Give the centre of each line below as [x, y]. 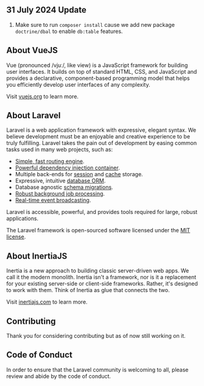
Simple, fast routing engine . [50, 162]
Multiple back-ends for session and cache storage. [79, 174]
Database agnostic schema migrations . [64, 187]
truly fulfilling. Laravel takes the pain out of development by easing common [102, 143]
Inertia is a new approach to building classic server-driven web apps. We [98, 271]
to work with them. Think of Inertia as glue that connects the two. [88, 290]
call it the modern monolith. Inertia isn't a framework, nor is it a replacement [101, 277]
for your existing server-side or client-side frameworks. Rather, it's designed [102, 284]
